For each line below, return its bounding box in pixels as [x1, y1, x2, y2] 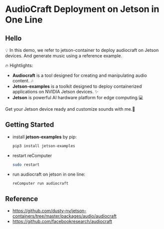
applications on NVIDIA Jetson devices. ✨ [12, 89, 99, 94]
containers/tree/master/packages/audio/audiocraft [12, 213, 117, 219]
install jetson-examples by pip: [12, 134, 77, 140]
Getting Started [5, 121, 54, 129]
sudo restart [12, 162, 40, 167]
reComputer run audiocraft [12, 181, 69, 186]
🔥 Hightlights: [5, 62, 33, 68]
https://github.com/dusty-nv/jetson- [12, 208, 87, 214]
